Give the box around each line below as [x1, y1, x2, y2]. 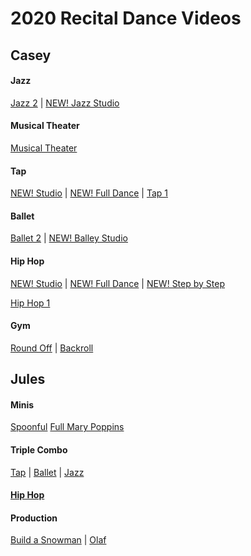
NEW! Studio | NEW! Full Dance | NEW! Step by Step [10, 277, 225, 289]
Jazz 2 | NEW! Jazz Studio [10, 97, 120, 109]
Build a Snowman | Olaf [10, 534, 107, 546]
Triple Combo [10, 443, 68, 456]
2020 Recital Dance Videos [10, 7, 242, 30]
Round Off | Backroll [10, 342, 94, 354]
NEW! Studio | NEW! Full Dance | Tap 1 [10, 187, 168, 199]
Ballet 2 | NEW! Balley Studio [10, 232, 128, 244]
